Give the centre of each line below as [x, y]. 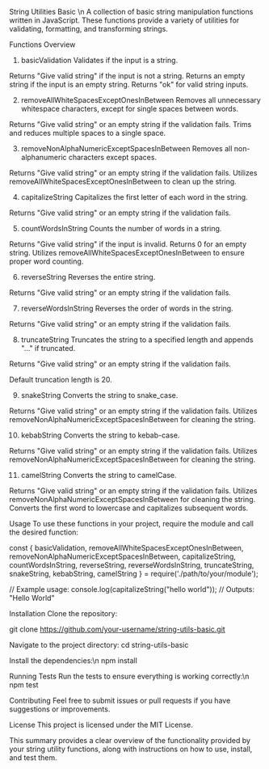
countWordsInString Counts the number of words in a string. [121, 228]
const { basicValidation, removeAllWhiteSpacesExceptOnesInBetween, [126, 548]
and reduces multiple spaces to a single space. [88, 133]
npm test [24, 685]
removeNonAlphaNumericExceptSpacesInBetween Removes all [126, 148]
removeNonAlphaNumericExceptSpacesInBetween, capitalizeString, [123, 556]
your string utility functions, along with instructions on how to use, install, [131, 749]
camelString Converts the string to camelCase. [99, 475]
